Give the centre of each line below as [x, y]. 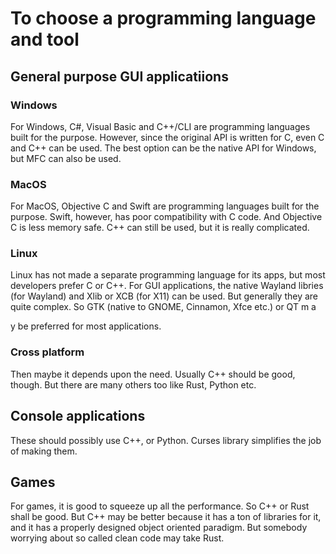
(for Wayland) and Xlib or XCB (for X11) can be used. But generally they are [164, 296]
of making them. [44, 451]
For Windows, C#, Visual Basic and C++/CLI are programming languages [160, 126]
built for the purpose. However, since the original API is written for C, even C [167, 137]
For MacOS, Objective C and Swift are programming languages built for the [165, 206]
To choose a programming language [163, 18]
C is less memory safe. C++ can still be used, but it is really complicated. [160, 228]
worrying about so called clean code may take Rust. [117, 538]
